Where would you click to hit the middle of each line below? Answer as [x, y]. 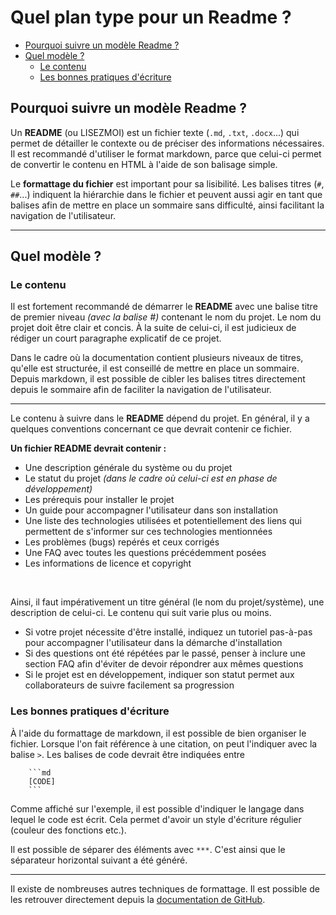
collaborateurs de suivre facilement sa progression [129, 685]
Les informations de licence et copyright [108, 563]
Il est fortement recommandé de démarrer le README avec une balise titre [164, 307]
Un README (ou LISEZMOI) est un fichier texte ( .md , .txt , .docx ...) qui [155, 132]
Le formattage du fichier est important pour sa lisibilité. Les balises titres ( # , [167, 183]
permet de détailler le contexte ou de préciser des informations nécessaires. [167, 143]
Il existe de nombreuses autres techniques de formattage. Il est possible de [165, 888]
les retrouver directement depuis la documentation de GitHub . [138, 899]
